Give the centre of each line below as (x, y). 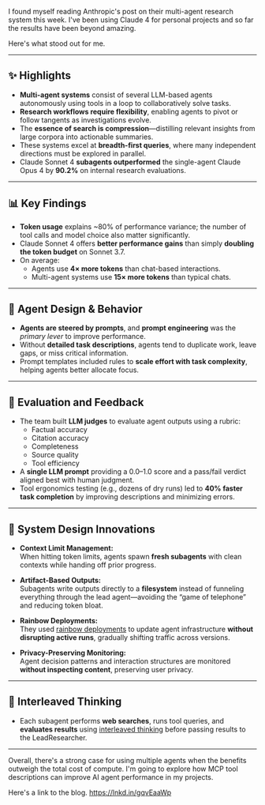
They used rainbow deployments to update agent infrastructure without (136, 629)
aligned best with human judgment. (77, 480)
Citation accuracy (60, 438)
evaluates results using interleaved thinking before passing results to (132, 729)
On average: (40, 260)
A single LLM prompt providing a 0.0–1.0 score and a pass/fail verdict (132, 472)
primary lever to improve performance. (82, 337)
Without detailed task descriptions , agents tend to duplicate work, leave (138, 345)
